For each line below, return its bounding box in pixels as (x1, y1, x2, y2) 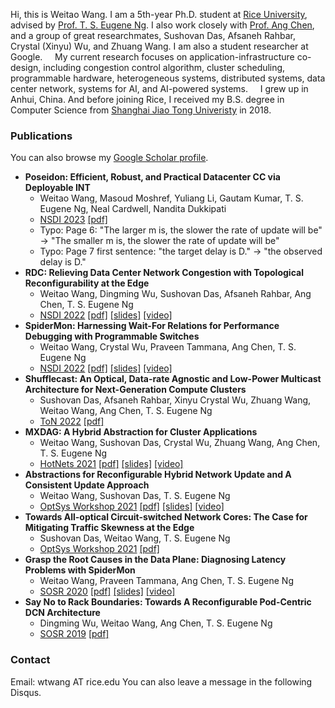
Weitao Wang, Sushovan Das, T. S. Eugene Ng (39, 490, 231, 502)
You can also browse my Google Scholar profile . (10, 152, 209, 164)
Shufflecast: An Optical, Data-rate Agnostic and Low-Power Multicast (24, 373, 322, 385)
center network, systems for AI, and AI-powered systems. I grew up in (10, 83, 309, 94)
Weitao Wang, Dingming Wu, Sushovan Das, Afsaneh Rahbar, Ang (39, 288, 312, 300)
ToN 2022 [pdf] (39, 415, 105, 428)
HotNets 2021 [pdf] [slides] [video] (39, 458, 184, 470)
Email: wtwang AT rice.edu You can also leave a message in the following (10, 675, 313, 688)
